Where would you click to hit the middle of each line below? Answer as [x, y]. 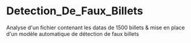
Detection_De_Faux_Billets [75, 11]
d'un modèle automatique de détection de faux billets [73, 33]
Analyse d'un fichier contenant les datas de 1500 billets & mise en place [96, 27]
